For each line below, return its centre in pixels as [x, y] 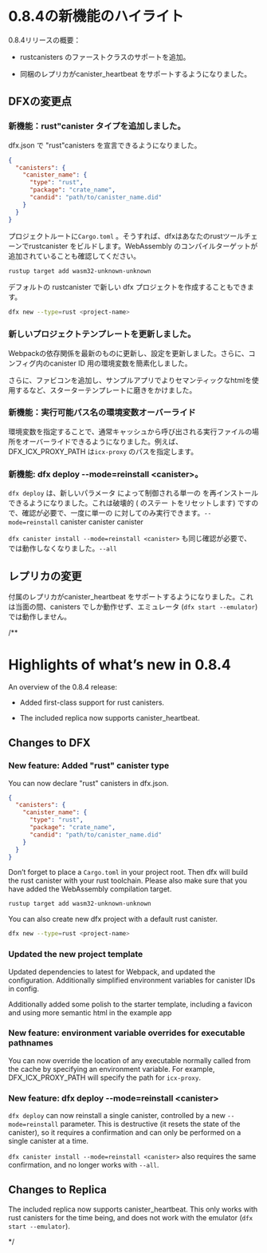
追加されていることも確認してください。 [75, 255]
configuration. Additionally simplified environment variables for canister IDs [132, 980]
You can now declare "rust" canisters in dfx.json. [88, 783]
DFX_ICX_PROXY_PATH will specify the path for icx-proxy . [105, 1077]
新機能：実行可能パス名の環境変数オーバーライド [102, 413]
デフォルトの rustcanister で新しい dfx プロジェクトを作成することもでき [128, 287]
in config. [24, 988]
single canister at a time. [49, 1141]
